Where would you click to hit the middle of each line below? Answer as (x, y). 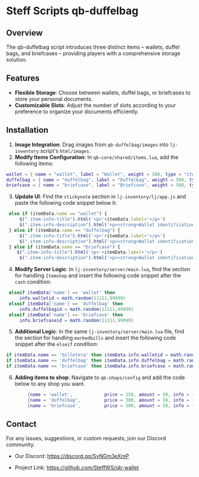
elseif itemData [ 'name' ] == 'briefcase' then (66, 315)
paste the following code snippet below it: (66, 203)
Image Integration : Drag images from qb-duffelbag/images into (92, 144)
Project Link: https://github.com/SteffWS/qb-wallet (77, 468)
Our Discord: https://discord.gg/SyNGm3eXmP (72, 456)
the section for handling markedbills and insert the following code (95, 338)
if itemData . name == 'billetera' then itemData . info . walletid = (87, 355)
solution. (17, 60)
